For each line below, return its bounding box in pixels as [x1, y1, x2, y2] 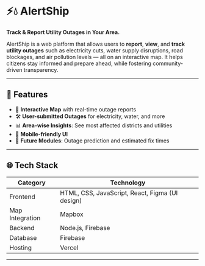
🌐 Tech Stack [6, 160, 59, 170]
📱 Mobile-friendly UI [15, 130, 68, 138]
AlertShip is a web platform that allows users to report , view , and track [6, 40, 185, 47]
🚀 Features [6, 89, 48, 100]
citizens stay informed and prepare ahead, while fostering [6, 60, 151, 67]
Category [18, 178, 46, 187]
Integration [9, 214, 41, 222]
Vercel [60, 243, 79, 252]
